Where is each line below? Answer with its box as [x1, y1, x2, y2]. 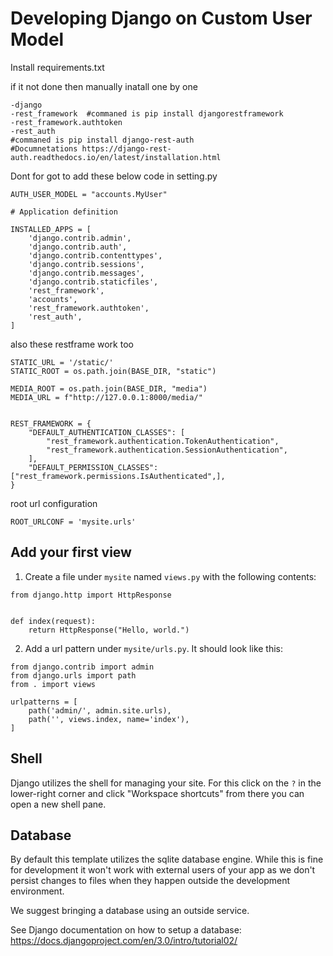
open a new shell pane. [10, 798, 107, 810]
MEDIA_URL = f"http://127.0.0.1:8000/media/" [10, 392, 203, 402]
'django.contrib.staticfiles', [28, 277, 159, 287]
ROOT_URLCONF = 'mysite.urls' [10, 517, 137, 527]
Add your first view [10, 544, 132, 561]
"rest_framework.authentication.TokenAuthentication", [46, 436, 280, 446]
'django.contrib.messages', [28, 268, 145, 278]
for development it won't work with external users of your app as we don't [10, 864, 316, 876]
